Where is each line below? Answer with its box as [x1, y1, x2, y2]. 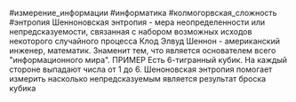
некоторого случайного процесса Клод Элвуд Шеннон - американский [9, 35, 280, 46]
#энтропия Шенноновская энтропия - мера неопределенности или [9, 17, 266, 27]
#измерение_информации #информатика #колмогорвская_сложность [9, 8, 277, 18]
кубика [9, 83, 36, 93]
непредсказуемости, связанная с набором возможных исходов [9, 27, 252, 36]
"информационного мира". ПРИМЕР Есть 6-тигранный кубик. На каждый [9, 55, 287, 65]
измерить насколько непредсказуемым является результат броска [9, 74, 267, 83]
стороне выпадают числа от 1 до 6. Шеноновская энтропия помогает [9, 64, 273, 75]
